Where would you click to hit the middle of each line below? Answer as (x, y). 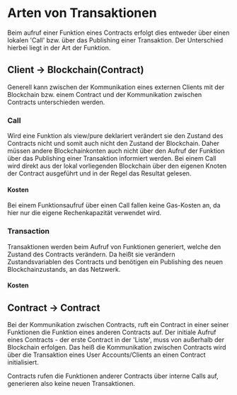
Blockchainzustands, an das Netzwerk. (64, 269)
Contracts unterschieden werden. (56, 102)
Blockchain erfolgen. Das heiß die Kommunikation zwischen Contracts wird (117, 347)
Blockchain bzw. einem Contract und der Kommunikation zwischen (105, 94)
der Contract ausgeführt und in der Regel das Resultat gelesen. (99, 173)
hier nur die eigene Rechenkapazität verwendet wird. (84, 213)
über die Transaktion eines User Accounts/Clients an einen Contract (107, 355)
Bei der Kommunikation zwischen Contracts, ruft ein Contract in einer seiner (118, 324)
